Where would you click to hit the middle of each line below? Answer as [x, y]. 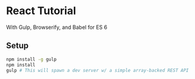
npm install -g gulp [32, 59]
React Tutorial [41, 11]
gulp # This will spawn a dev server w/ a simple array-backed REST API [97, 70]
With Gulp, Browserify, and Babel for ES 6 [57, 27]
